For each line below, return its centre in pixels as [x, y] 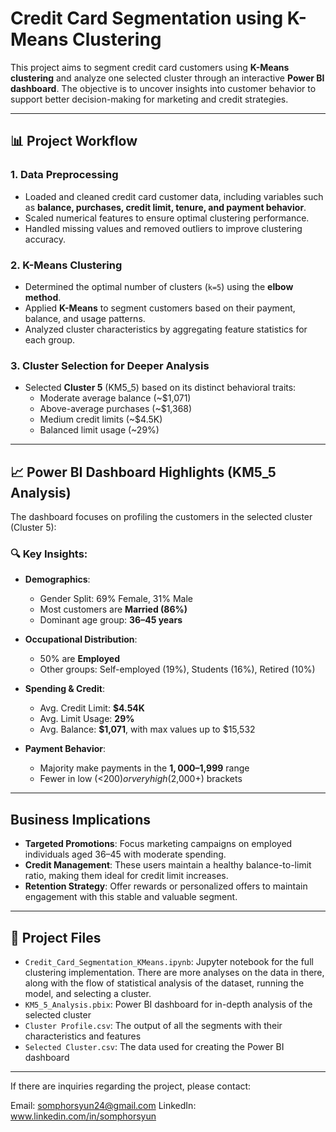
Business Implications [81, 819]
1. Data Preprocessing [64, 175]
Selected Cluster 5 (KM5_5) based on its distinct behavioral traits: [160, 388]
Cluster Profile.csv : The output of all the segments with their [153, 1025]
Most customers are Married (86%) [113, 609]
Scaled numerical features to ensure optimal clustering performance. [167, 218]
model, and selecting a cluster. [88, 993]
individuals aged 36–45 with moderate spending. [125, 854]
